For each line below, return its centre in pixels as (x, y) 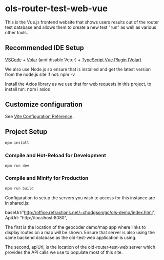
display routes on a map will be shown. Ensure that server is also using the (80, 232)
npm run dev (17, 165)
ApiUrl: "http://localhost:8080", (36, 217)
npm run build (20, 188)
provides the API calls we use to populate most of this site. (64, 252)
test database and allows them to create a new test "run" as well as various (81, 27)
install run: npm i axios (28, 89)
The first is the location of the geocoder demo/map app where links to (76, 227)
